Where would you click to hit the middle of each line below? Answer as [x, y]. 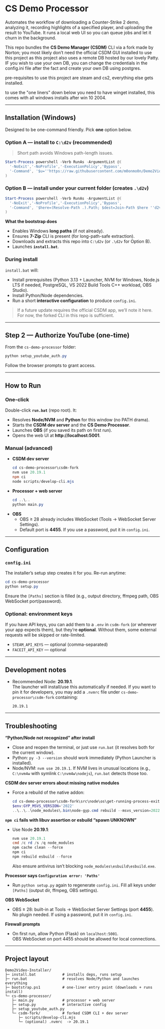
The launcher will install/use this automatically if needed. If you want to [84, 687]
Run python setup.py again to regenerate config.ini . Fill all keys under [84, 885]
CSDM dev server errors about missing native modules [62, 783]
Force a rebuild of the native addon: [48, 792]
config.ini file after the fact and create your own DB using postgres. [73, 68]
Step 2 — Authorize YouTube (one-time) [67, 335]
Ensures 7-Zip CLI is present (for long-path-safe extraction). [73, 236]
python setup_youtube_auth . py [36, 356]
